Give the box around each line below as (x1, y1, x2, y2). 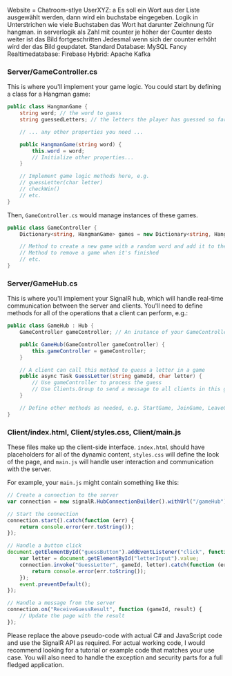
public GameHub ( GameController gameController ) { (19, 341, 166, 348)
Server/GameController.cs (7, 67, 98, 77)
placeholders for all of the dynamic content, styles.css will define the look (7, 450, 220, 459)
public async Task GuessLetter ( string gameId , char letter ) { (19, 372, 202, 380)
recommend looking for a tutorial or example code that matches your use (7, 646, 215, 654)
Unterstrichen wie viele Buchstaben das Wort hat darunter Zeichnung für (7, 21, 215, 28)
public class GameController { (7, 224, 97, 231)
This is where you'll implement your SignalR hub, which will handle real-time (7, 295, 224, 303)
